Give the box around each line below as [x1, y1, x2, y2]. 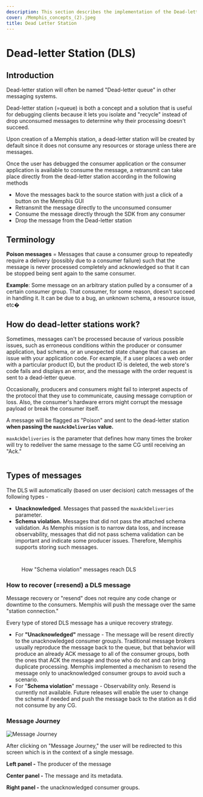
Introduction [6, 70, 54, 81]
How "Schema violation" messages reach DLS [21, 566, 137, 573]
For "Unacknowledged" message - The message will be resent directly [14, 631, 195, 638]
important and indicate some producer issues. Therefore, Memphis [14, 537, 182, 544]
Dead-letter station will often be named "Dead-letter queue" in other [6, 86, 176, 94]
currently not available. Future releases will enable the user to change [14, 689, 188, 696]
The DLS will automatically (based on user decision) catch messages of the [6, 486, 194, 494]
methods [6, 179, 28, 187]
